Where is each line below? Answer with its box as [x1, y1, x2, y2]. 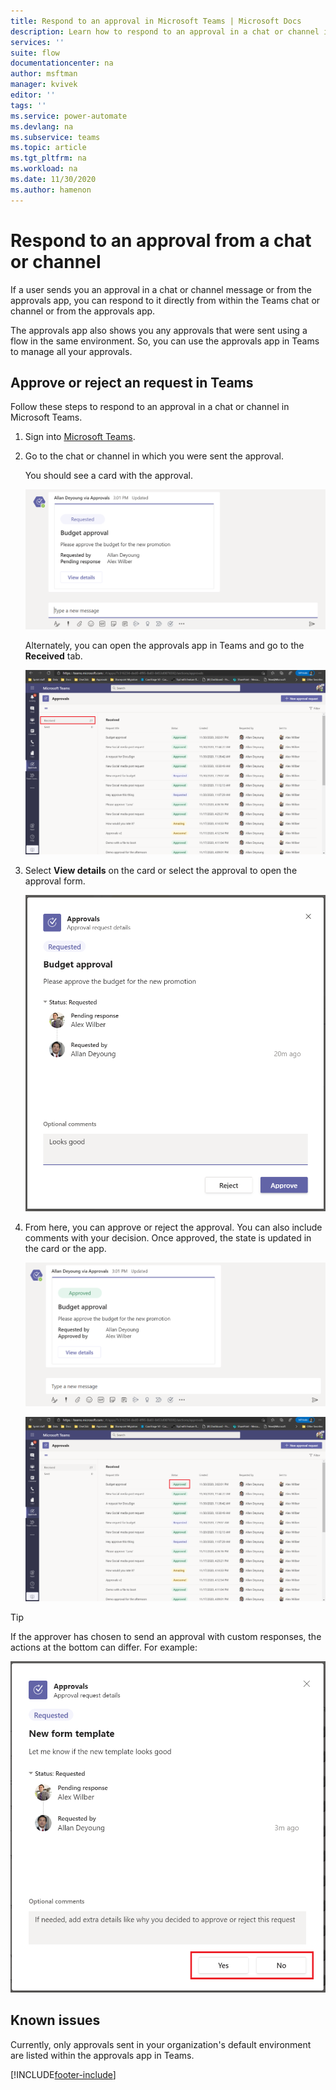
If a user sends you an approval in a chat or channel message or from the [10, 283, 312, 295]
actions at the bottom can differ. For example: [10, 1641, 198, 1653]
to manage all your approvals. [10, 345, 133, 357]
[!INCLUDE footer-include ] [10, 2068, 117, 2080]
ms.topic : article [10, 143, 87, 153]
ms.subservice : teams [10, 132, 101, 142]
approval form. [24, 875, 86, 887]
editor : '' [10, 90, 56, 100]
